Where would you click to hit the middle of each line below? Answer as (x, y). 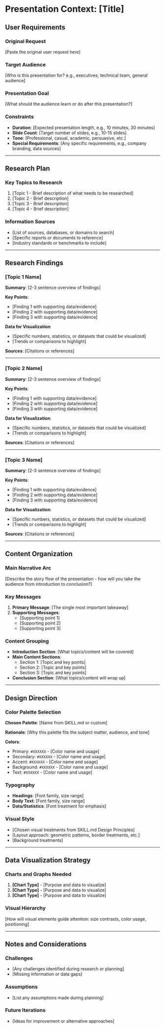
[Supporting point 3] (40, 628)
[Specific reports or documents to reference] (57, 238)
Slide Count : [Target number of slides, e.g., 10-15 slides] (69, 133)
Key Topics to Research (34, 183)
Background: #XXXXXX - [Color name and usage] (60, 767)
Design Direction (31, 698)
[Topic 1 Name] (23, 277)
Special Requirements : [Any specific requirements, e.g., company (79, 143)
